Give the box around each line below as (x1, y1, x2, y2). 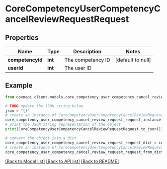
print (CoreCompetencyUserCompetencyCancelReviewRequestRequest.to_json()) (5, 127, 164, 132)
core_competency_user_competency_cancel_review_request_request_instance (5, 117, 162, 122)
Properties (5, 33, 39, 42)
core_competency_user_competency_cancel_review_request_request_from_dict (5, 150, 164, 155)
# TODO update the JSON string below (5, 103, 83, 108)
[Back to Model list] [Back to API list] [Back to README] (5, 159, 119, 165)
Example (5, 82, 33, 90)
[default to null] (115, 57, 151, 63)
